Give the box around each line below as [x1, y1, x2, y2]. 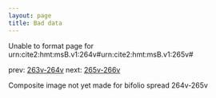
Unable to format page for [8, 41, 94, 50]
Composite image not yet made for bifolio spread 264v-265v [8, 80, 208, 90]
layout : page [8, 11, 52, 20]
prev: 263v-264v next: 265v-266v [8, 65, 121, 74]
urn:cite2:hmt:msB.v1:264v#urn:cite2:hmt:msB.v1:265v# [8, 49, 194, 59]
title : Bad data [8, 19, 62, 27]
